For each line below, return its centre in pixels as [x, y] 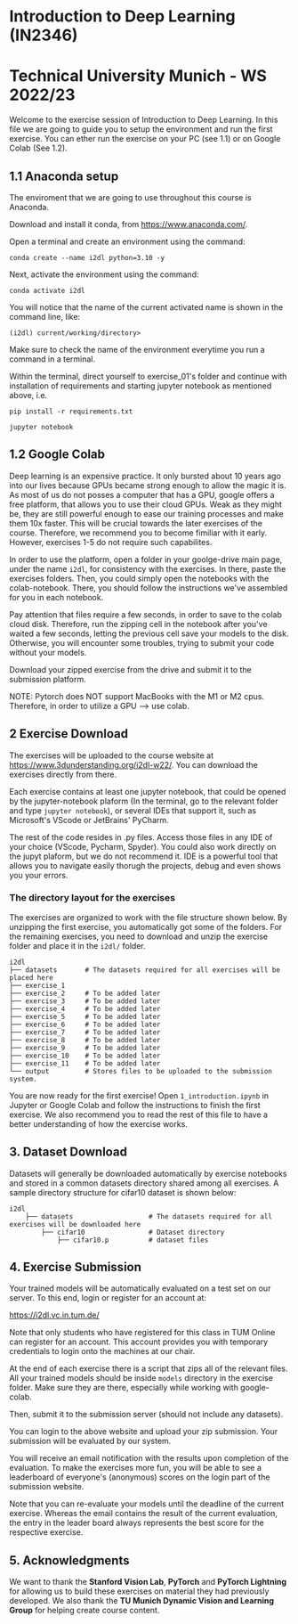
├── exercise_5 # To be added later [85, 1016]
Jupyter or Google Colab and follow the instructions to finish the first [135, 1105]
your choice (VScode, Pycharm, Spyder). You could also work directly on [143, 846]
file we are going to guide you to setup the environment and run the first [141, 129]
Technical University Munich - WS [138, 76]
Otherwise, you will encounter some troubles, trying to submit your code [142, 642]
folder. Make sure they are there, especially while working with [124, 1388]
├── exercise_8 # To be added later [85, 1040]
